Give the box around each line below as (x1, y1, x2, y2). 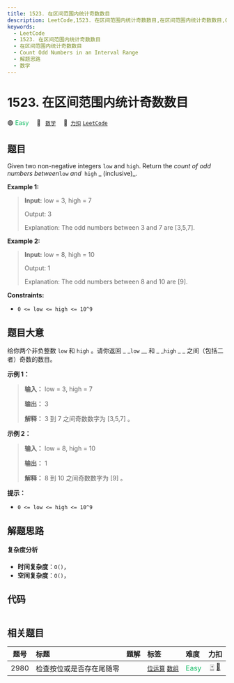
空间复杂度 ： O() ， (17, 571, 70, 580)
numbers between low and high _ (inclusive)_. (7, 169, 138, 178)
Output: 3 (24, 210, 52, 219)
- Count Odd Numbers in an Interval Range (13, 50, 139, 57)
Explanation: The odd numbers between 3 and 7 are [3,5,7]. (24, 223, 195, 232)
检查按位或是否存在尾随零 (36, 663, 120, 673)
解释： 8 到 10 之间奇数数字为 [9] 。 (24, 474, 127, 483)
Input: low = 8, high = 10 (24, 251, 95, 259)
